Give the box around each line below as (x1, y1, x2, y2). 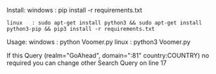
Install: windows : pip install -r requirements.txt (6, 6, 142, 14)
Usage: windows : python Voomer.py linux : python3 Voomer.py (6, 38, 191, 46)
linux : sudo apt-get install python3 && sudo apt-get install (6, 20, 202, 27)
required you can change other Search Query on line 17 (6, 59, 167, 67)
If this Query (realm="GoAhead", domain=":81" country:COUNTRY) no (6, 52, 210, 59)
